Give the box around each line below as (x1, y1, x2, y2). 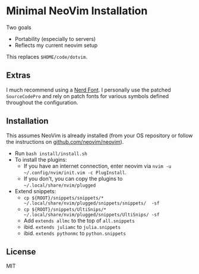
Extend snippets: (14, 187, 56, 194)
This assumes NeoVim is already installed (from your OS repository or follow (6, 132, 193, 139)
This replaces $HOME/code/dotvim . (6, 53, 88, 60)
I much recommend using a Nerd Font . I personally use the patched (6, 86, 171, 93)
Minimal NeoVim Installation (6, 4, 148, 18)
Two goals (6, 24, 31, 31)
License (6, 247, 36, 257)
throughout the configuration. (6, 99, 78, 106)
